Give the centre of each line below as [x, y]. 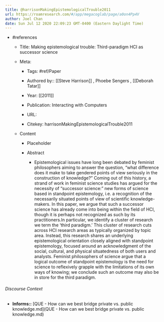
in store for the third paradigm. [65, 277]
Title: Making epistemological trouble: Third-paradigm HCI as [81, 47]
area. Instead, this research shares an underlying [84, 236]
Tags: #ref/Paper [44, 71]
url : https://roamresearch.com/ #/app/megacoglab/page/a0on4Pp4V [72, 14]
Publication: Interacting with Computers [67, 105]
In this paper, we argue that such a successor [97, 204]
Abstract [36, 153]
